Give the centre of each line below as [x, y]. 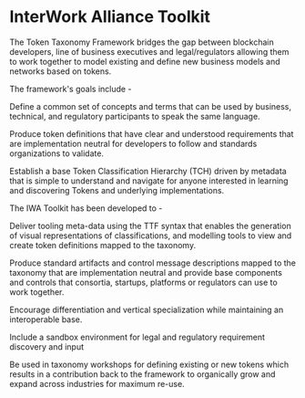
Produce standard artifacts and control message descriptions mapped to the [152, 263]
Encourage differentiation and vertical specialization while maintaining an [147, 309]
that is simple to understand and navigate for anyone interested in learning [149, 181]
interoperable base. [46, 319]
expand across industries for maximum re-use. [97, 383]
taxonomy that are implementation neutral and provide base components [146, 272]
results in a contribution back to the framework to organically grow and [142, 374]
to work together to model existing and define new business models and [145, 61]
